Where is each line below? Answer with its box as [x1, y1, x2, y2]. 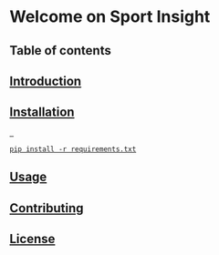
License [9, 230, 56, 247]
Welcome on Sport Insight [9, 6, 211, 27]
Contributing [9, 200, 84, 216]
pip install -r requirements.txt [9, 144, 137, 154]
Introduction [9, 73, 82, 88]
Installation [9, 105, 75, 120]
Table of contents [9, 43, 111, 58]
